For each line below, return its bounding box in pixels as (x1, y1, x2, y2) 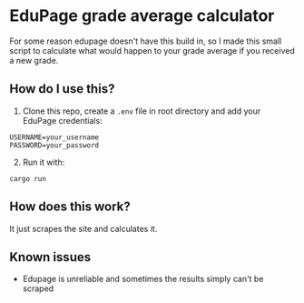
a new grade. (9, 55, 59, 66)
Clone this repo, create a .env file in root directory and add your (22, 106, 261, 116)
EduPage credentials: (22, 115, 103, 126)
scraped (22, 283, 54, 294)
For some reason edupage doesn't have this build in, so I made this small (9, 35, 282, 46)
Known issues (9, 249, 92, 265)
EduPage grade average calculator (9, 5, 275, 26)
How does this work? (9, 199, 131, 215)
